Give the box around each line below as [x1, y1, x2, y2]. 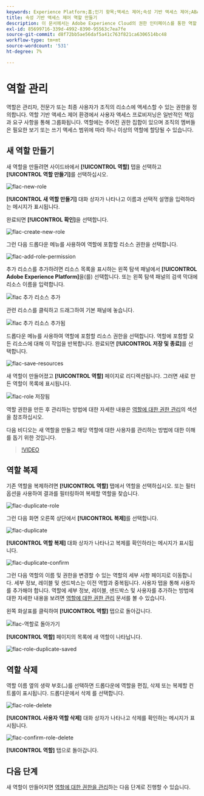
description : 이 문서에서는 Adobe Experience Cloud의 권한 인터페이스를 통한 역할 [6, 20, 197, 26]
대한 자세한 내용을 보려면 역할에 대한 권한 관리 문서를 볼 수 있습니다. [6, 595, 166, 602]
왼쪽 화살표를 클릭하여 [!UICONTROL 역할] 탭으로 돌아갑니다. [6, 607, 152, 615]
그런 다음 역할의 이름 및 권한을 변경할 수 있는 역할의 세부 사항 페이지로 [6, 571, 171, 579]
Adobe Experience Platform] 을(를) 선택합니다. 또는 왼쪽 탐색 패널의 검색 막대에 [6, 273, 198, 280]
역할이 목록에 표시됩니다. [12, 380, 72, 387]
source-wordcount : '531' [6, 43, 69, 49]
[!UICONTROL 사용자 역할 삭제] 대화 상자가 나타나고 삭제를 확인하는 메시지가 [6, 714, 189, 722]
